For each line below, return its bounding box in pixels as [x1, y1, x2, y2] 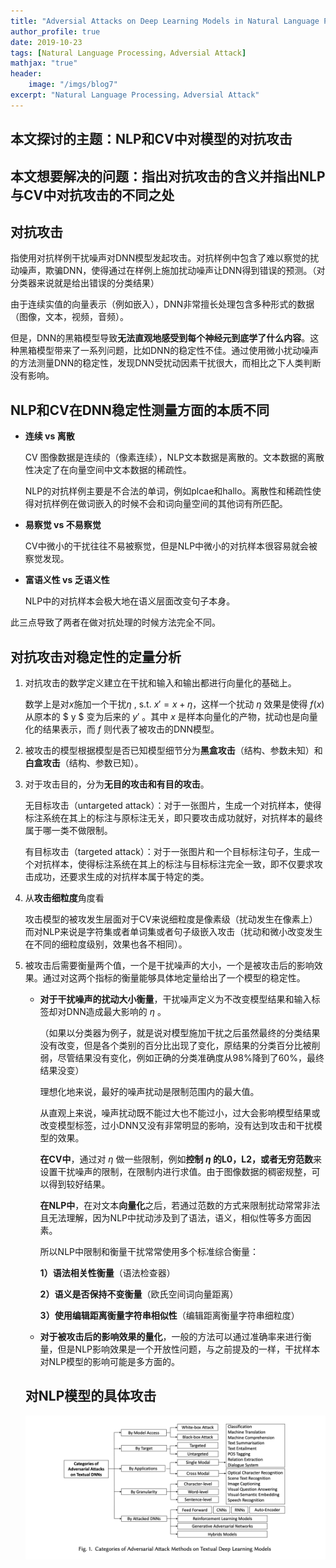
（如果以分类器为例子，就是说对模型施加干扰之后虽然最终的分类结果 [39, 1026, 321, 1039]
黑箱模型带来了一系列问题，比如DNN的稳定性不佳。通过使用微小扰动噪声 [18, 345, 320, 357]
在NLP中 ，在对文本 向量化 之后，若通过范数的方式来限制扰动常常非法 [39, 1199, 321, 1211]
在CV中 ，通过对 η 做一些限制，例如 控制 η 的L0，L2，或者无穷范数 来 [39, 1153, 323, 1165]
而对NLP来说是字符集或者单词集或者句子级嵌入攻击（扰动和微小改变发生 [24, 925, 323, 937]
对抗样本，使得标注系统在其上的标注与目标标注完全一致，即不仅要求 [33, 858, 315, 870]
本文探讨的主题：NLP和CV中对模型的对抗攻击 [10, 131, 293, 148]
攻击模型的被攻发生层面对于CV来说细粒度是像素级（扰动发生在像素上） [24, 913, 318, 925]
